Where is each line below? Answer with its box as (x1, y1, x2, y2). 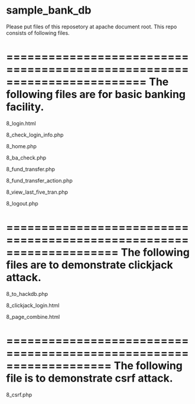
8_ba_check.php (6, 154, 47, 161)
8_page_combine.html (6, 313, 60, 320)
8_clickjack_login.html (6, 302, 60, 309)
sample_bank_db (6, 4, 92, 17)
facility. (6, 100, 44, 114)
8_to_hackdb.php (6, 290, 48, 297)
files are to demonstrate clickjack (6, 258, 173, 272)
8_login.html (6, 119, 37, 127)
